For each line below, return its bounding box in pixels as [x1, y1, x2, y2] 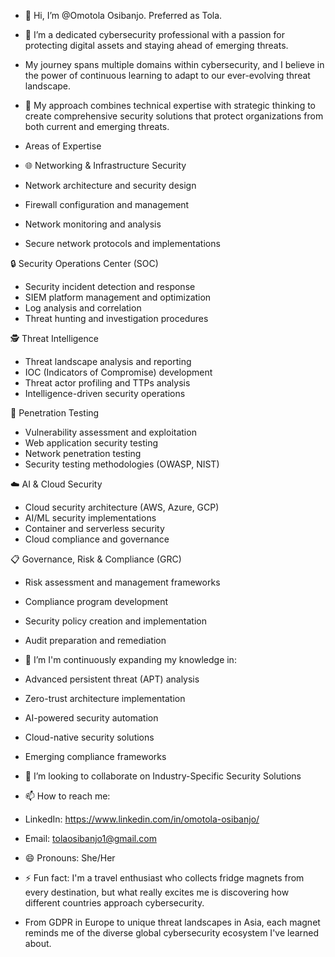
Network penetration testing [24, 448, 142, 459]
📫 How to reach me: [24, 790, 111, 802]
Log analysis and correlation [24, 302, 142, 314]
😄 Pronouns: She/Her [24, 852, 116, 864]
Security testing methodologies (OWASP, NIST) [24, 458, 220, 470]
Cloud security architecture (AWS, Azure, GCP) [24, 501, 220, 513]
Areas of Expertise [24, 140, 102, 152]
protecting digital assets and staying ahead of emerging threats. [24, 40, 289, 51]
